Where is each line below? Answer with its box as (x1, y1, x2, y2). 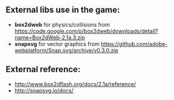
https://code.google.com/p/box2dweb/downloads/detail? (14, 27, 159, 35)
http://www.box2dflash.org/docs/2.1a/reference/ (14, 80, 136, 87)
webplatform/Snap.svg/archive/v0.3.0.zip (14, 47, 119, 54)
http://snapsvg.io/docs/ (14, 87, 74, 94)
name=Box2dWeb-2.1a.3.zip (14, 33, 86, 41)
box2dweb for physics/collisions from (14, 21, 110, 28)
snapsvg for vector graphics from (14, 40, 100, 47)
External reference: (5, 64, 81, 75)
